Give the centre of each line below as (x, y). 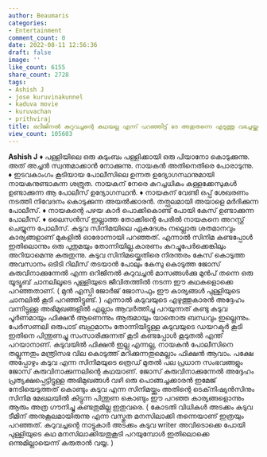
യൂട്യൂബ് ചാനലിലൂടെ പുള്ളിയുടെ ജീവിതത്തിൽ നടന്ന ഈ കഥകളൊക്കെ (121, 281)
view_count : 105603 (41, 134)
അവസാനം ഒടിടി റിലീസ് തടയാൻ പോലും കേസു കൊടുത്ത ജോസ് (114, 264)
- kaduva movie (33, 104)
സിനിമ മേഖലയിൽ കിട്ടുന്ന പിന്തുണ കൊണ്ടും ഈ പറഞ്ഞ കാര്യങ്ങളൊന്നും (126, 397)
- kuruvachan (30, 112)
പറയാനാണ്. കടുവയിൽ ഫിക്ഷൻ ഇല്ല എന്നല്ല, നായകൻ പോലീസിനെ (121, 344)
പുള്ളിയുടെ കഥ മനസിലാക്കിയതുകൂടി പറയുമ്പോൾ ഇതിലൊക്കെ (109, 433)
